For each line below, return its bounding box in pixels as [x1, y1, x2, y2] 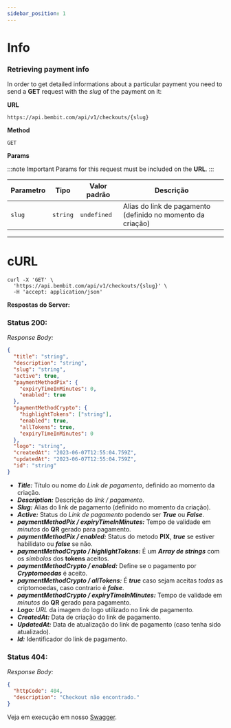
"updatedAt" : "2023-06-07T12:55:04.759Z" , [13, 456, 137, 463]
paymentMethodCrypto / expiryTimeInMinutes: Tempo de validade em [16, 591, 222, 599]
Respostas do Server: [7, 301, 70, 309]
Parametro [10, 185, 46, 195]
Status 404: [7, 652, 48, 662]
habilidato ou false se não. [16, 539, 93, 548]
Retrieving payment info [7, 64, 89, 74]
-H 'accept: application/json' [13, 289, 103, 296]
